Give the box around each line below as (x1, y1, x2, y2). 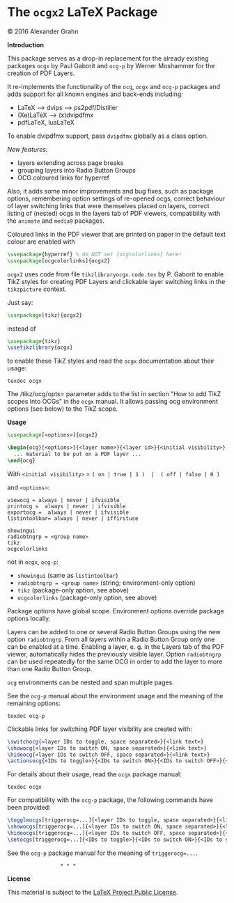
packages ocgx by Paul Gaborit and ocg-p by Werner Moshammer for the (7, 61, 215, 70)
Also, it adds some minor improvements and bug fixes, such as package (7, 187, 214, 195)
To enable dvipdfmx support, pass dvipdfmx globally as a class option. (7, 132, 208, 140)
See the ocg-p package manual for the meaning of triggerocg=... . (7, 849, 198, 857)
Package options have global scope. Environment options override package (7, 606, 224, 615)
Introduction (7, 40, 44, 49)
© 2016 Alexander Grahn (7, 27, 79, 36)
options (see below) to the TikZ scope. (7, 405, 118, 413)
